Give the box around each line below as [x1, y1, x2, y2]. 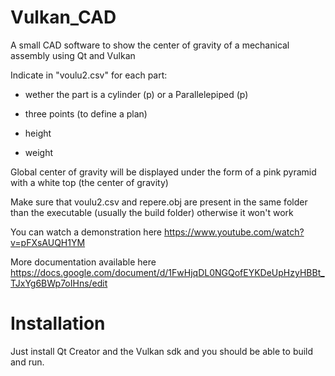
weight [24, 146, 53, 158]
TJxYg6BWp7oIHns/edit [10, 277, 108, 289]
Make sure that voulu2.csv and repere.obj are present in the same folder [10, 196, 308, 208]
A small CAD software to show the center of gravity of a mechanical [10, 39, 290, 51]
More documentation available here [10, 256, 157, 268]
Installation [10, 312, 106, 335]
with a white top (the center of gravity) [10, 176, 169, 188]
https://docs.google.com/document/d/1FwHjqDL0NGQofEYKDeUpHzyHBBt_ [10, 266, 325, 278]
